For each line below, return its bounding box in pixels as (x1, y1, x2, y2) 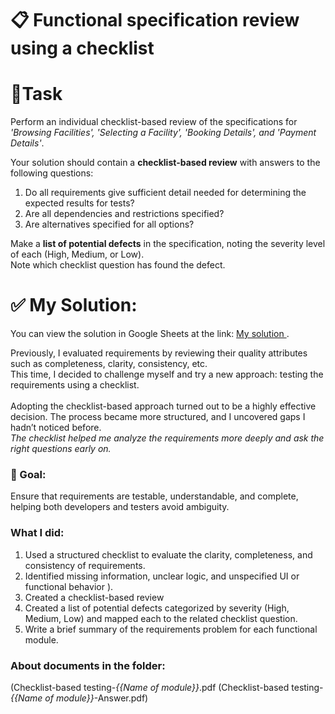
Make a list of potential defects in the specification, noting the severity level (10, 238, 326, 250)
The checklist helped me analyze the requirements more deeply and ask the (10, 432, 325, 444)
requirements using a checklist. (10, 379, 140, 391)
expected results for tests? (24, 197, 135, 209)
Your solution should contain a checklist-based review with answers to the (10, 157, 321, 169)
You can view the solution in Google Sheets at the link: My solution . (10, 328, 290, 340)
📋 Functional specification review (10, 9, 300, 32)
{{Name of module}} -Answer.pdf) (10, 692, 149, 704)
